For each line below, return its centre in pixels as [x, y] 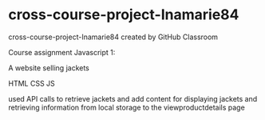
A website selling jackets [49, 68]
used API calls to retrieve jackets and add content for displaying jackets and [133, 98]
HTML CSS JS [32, 83]
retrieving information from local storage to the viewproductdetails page [127, 107]
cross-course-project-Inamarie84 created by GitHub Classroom [113, 37]
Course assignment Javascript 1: [62, 52]
